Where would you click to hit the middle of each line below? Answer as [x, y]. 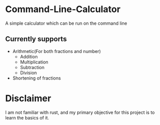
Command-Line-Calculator [63, 9]
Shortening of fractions [37, 78]
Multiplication [34, 62]
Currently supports [36, 39]
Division [28, 73]
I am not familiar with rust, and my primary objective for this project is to [80, 112]
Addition [29, 56]
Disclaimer [28, 98]
